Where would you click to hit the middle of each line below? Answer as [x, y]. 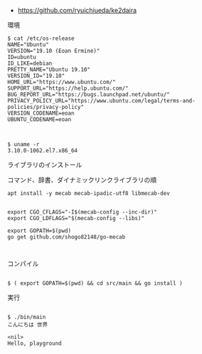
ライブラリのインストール [45, 165]
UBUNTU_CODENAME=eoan [39, 120]
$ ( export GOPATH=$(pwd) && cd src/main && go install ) [95, 283]
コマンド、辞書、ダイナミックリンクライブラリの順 [82, 180]
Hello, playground [34, 343]
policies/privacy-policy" [46, 107]
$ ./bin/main [27, 317]
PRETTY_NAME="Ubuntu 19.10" [49, 70]
